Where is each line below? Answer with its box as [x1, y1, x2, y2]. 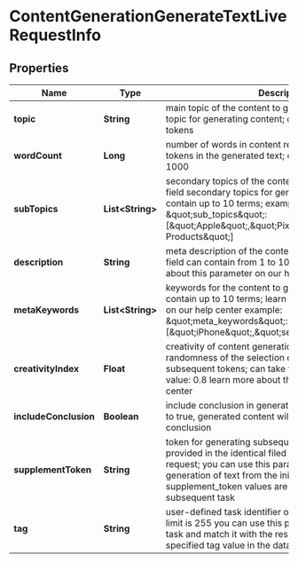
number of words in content [165, 139, 282, 150]
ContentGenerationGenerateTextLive [9, 6, 287, 27]
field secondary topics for [165, 186, 273, 198]
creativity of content [165, 340, 250, 353]
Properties [9, 60, 69, 75]
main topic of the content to [165, 102, 281, 114]
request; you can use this [165, 458, 271, 470]
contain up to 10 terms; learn [165, 293, 286, 305]
